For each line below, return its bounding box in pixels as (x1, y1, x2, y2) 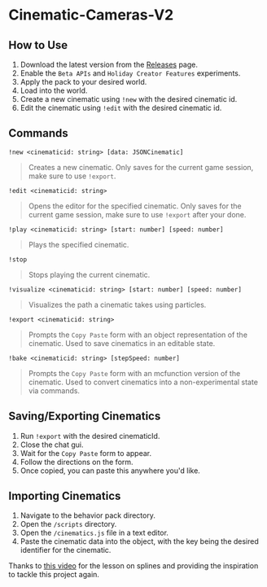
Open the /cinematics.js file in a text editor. (20, 528, 169, 538)
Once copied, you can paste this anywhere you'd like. (20, 466, 201, 475)
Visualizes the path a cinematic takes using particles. (28, 300, 207, 309)
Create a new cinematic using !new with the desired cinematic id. (20, 94, 238, 103)
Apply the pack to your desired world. (20, 77, 147, 86)
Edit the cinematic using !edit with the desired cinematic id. (20, 103, 222, 112)
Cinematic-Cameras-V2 (8, 6, 174, 24)
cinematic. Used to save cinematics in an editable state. (28, 338, 216, 348)
